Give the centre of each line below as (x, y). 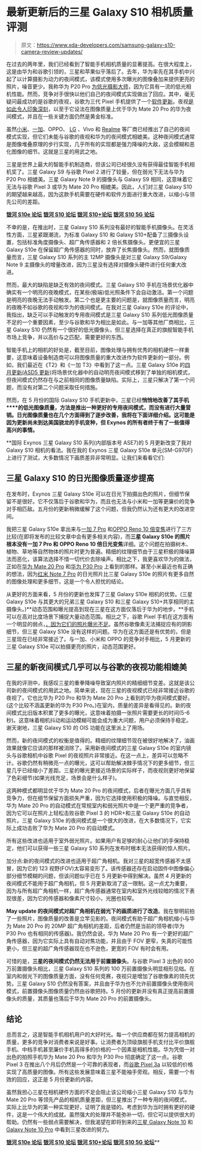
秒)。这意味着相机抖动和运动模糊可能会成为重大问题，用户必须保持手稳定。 (99, 720)
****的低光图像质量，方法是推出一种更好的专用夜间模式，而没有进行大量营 (99, 407)
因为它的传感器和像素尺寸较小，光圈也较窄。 (82, 898)
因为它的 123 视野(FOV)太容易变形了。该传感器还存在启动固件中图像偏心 (106, 868)
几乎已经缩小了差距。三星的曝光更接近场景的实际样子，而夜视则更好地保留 (103, 770)
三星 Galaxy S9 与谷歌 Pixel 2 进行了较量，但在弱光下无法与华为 (106, 172)
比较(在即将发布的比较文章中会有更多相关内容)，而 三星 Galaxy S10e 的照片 (98, 536)
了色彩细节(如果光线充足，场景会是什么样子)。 (63, 778)
